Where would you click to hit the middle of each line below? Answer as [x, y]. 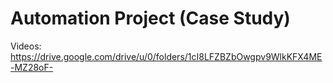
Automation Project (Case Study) [150, 18]
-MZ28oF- [32, 67]
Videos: [26, 46]
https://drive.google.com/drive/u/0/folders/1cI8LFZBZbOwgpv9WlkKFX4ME [166, 56]
